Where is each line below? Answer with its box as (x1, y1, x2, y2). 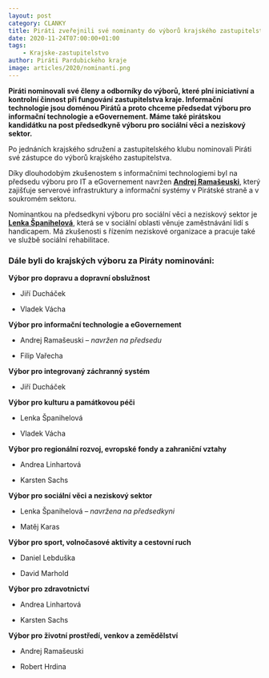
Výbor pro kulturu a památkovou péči (8, 398, 135, 408)
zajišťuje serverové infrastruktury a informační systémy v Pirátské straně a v (8, 185, 259, 195)
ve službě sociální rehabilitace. (8, 234, 110, 245)
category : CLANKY (8, 19, 66, 27)
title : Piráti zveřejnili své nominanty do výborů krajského (8, 26, 217, 35)
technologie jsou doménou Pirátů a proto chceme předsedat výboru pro (8, 103, 251, 112)
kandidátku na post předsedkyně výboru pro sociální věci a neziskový (8, 120, 247, 129)
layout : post (8, 11, 52, 20)
